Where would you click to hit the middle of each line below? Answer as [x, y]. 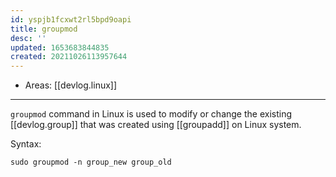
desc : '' [28, 38]
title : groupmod [44, 29]
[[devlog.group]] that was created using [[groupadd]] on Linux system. [156, 125]
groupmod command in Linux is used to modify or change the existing [151, 114]
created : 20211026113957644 [69, 57]
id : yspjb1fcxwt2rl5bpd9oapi [71, 19]
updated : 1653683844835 [60, 47]
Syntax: [26, 144]
